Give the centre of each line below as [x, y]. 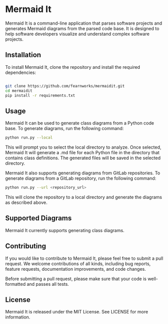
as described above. [26, 202]
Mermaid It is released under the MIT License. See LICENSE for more [77, 312]
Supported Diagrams [38, 218]
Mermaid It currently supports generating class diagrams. [65, 230]
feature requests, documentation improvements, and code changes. [76, 269]
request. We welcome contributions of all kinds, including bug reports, [78, 263]
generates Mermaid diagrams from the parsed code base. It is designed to [82, 28]
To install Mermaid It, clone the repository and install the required [73, 67]
